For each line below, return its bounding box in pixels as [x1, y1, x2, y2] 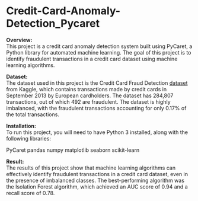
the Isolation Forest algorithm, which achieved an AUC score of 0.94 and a [6, 183, 188, 190]
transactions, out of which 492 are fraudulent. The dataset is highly [6, 98, 171, 105]
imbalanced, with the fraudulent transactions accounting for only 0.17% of [6, 104, 187, 111]
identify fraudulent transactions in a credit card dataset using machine [6, 55, 178, 62]
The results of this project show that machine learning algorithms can [6, 164, 176, 171]
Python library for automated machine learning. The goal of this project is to [6, 49, 191, 56]
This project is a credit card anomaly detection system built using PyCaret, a [6, 43, 193, 50]
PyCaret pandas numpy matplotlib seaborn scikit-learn [6, 146, 140, 154]
